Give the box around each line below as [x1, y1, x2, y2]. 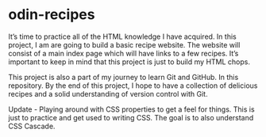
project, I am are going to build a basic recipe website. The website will [8, 40, 241, 49]
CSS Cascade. [8, 121, 56, 131]
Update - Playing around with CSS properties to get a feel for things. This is [8, 105, 256, 114]
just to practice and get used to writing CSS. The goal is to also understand [8, 112, 254, 122]
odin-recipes [8, 6, 95, 24]
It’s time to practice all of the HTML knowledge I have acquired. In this [8, 32, 237, 41]
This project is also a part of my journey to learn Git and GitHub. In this [8, 72, 239, 82]
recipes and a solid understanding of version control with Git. [8, 89, 208, 98]
